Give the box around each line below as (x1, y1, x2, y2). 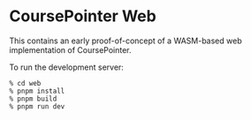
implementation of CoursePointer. (9, 44, 132, 55)
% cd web (9, 79, 42, 87)
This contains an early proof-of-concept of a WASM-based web (9, 35, 242, 46)
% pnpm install (9, 86, 65, 95)
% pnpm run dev (9, 101, 65, 111)
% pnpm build (9, 94, 57, 103)
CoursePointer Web (9, 6, 156, 26)
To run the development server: (9, 62, 124, 72)
